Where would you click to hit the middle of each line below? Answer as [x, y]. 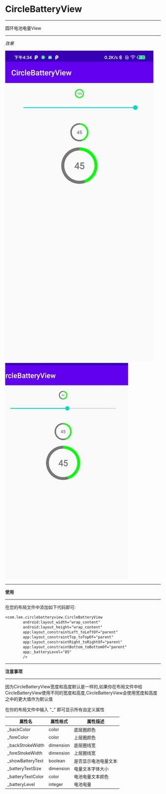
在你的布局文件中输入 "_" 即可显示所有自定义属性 [55, 709]
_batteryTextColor [25, 776]
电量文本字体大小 [91, 769]
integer [56, 784]
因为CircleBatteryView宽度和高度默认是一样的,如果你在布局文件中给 [74, 686]
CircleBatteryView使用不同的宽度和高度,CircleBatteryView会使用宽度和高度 [81, 693]
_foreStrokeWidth [25, 753]
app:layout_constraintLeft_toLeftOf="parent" [71, 632]
